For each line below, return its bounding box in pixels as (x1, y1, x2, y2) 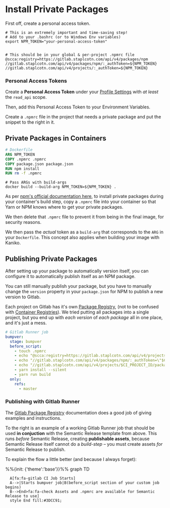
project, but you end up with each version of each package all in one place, (5, 315, 163, 321)
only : (10, 376, 22, 382)
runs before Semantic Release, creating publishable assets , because (5, 436, 150, 442)
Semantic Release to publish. (5, 446, 66, 452)
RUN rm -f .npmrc (5, 171, 42, 176)
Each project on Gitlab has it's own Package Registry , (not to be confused (5, 304, 159, 310)
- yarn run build (14, 372, 51, 377)
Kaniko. (5, 240, 21, 246)
